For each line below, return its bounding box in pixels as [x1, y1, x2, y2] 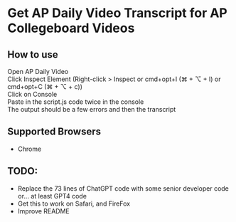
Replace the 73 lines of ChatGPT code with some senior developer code [17, 184, 230, 193]
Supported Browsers [7, 126, 102, 138]
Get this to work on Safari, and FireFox [17, 199, 130, 208]
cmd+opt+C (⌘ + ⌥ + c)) [7, 83, 83, 90]
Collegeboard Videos [7, 20, 135, 36]
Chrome [17, 144, 42, 153]
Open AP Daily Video [7, 68, 69, 75]
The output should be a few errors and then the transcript [7, 105, 176, 113]
